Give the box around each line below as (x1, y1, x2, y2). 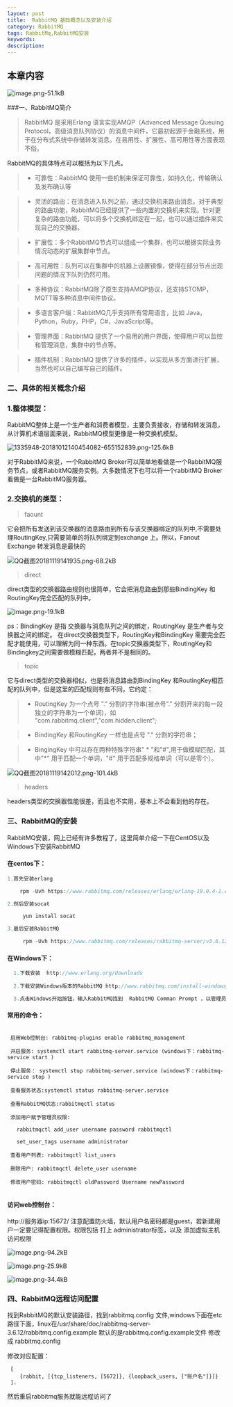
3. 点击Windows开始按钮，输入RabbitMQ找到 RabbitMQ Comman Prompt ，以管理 (13, 995, 222, 1002)
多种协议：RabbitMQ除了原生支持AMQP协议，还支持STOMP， (34, 284, 213, 293)
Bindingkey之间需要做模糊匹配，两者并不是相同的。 (7, 648, 155, 657)
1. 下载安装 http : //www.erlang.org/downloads (13, 970, 144, 977)
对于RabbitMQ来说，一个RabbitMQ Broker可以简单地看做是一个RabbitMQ (7, 458, 216, 466)
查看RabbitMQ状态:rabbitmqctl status (10, 1100, 116, 1107)
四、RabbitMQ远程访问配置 (7, 1294, 99, 1304)
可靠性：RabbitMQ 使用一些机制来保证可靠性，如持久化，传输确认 (34, 173, 223, 182)
